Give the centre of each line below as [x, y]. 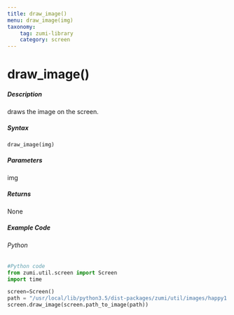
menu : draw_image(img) [40, 20]
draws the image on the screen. [53, 112]
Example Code [29, 227]
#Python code [26, 266]
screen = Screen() [31, 292]
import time [25, 279]
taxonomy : [22, 27]
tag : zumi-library [47, 33]
